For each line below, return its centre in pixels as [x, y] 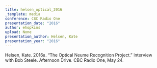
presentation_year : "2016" [33, 41]
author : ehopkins [23, 28]
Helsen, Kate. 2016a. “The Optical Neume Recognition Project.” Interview [79, 55]
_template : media [23, 14]
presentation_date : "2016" [33, 23]
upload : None [18, 32]
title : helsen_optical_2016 [34, 9]
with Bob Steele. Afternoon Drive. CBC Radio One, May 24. [65, 60]
